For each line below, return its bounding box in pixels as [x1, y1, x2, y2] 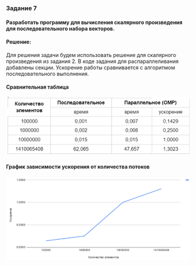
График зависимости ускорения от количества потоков [6, 163, 150, 170]
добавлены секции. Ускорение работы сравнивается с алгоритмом [6, 63, 176, 71]
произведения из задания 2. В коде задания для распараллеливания [6, 58, 179, 65]
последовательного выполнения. [6, 70, 90, 77]
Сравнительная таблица [6, 83, 69, 90]
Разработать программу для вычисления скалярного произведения [6, 19, 183, 26]
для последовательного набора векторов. [6, 25, 115, 32]
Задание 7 [6, 4, 37, 12]
